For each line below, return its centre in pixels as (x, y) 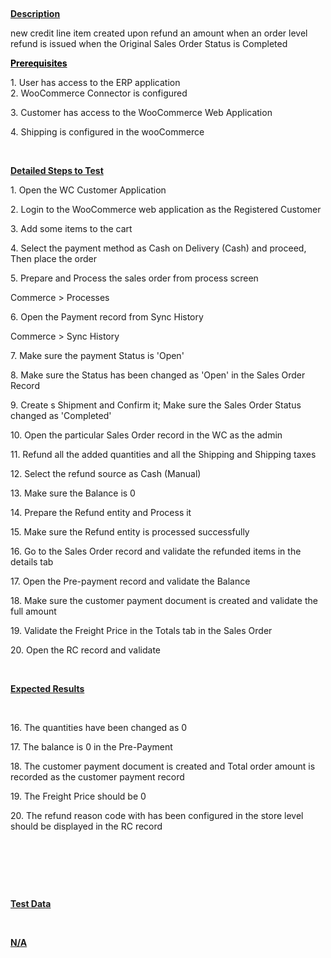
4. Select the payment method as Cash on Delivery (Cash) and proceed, (158, 248)
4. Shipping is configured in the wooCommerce (107, 132)
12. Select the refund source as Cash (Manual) (106, 473)
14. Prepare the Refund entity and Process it (101, 512)
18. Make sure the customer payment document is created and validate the (164, 600)
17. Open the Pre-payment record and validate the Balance (130, 581)
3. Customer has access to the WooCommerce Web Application (141, 112)
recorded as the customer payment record (97, 777)
